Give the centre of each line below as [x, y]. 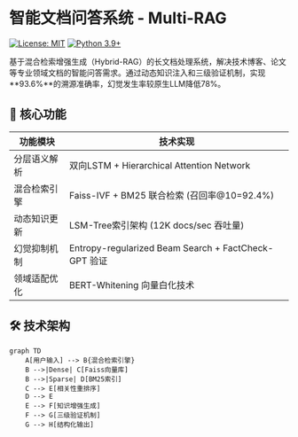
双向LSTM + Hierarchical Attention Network [160, 165]
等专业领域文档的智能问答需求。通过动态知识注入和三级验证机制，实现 [137, 73]
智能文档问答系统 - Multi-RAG [118, 18]
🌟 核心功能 [38, 115]
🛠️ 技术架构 [40, 326]
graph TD [25, 351]
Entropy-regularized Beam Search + [145, 247]
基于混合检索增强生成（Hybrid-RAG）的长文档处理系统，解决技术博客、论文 [148, 61]
